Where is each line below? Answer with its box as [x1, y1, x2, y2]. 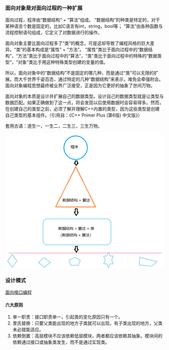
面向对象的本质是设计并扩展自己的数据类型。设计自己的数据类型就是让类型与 [5, 93, 164, 99]
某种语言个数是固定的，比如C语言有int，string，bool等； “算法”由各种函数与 [5, 23, 163, 29]
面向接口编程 [5, 289, 32, 295]
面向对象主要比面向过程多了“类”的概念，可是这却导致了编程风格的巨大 [5, 40, 150, 46]
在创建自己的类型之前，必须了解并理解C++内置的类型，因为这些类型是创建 [5, 106, 160, 112]
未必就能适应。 [12, 327, 44, 333]
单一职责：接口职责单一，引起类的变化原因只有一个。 [12, 314, 123, 320]
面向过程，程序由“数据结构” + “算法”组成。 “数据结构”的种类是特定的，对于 [5, 17, 160, 23]
